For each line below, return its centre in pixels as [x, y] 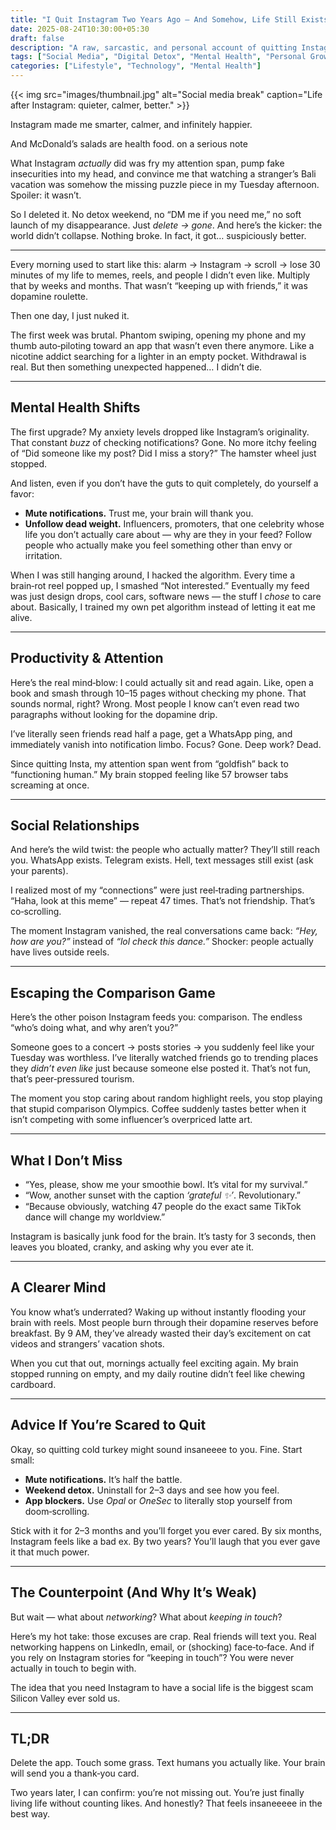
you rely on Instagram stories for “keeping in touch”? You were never [152, 1657]
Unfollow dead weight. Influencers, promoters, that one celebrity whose [174, 523]
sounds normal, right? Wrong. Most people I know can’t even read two [155, 703]
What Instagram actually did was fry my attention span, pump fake [147, 163]
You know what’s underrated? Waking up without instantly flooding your [158, 1312]
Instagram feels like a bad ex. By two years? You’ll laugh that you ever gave [165, 1541]
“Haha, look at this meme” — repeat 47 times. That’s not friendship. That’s [163, 901]
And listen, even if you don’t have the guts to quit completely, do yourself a [164, 483]
